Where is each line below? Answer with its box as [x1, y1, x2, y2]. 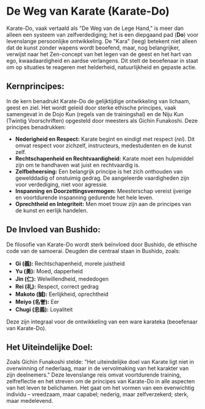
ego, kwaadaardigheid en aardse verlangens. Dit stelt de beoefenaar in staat [6, 57, 198, 64]
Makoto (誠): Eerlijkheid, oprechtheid [15, 290, 109, 298]
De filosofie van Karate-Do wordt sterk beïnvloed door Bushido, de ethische [6, 240, 197, 248]
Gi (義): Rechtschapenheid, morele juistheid [15, 260, 125, 267]
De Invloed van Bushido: [6, 224, 101, 235]
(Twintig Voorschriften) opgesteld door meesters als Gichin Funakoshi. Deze [6, 117, 198, 124]
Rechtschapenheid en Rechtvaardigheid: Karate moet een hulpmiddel [15, 155, 194, 162]
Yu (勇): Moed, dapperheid [15, 267, 84, 275]
